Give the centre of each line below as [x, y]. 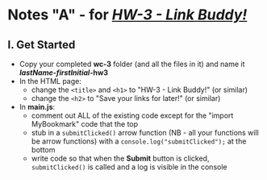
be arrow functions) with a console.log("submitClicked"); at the [139, 141]
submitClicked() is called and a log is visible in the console [129, 167]
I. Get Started [42, 45]
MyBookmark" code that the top [85, 124]
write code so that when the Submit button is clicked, [120, 158]
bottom [43, 150]
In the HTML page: [50, 81]
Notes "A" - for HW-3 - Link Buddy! [127, 15]
